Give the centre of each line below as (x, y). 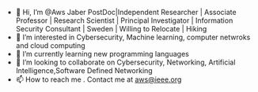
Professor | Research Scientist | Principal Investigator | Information (124, 20)
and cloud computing (50, 46)
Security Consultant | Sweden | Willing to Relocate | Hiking (111, 29)
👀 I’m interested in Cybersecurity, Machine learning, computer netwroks (133, 37)
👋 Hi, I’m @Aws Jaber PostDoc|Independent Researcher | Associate (126, 12)
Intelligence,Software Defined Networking (84, 70)
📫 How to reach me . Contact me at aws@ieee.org (99, 79)
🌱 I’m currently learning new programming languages (102, 54)
